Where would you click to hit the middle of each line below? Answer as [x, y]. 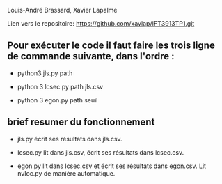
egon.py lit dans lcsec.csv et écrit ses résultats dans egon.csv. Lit [112, 166]
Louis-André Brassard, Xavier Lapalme [62, 10]
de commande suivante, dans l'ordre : [91, 56]
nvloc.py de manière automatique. [66, 173]
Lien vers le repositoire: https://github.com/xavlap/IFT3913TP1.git [101, 23]
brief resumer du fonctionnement [81, 122]
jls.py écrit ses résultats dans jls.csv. [70, 139]
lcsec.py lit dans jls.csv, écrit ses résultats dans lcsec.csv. [101, 152]
